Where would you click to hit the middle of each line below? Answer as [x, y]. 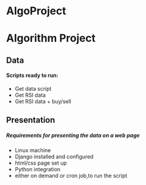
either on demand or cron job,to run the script [71, 176]
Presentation [31, 120]
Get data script [33, 88]
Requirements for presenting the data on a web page [73, 135]
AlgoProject [36, 11]
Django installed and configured [54, 157]
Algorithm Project [51, 38]
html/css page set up [41, 163]
